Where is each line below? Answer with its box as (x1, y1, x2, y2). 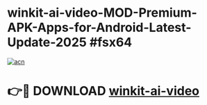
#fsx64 (89, 35, 133, 50)
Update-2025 (7, 35, 87, 50)
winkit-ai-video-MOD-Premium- (7, 5, 198, 21)
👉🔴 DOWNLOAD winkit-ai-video (7, 83, 200, 99)
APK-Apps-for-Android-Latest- (7, 19, 192, 35)
